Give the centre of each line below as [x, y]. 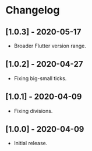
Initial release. [31, 143]
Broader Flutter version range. [50, 46]
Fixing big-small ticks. [40, 78]
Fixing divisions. [33, 111]
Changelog [33, 10]
